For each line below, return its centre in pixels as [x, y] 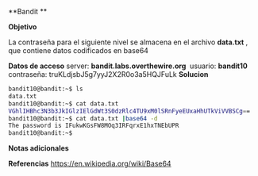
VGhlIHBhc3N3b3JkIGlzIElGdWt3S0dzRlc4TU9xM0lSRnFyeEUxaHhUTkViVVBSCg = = [129, 111]
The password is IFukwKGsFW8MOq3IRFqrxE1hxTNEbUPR [94, 126]
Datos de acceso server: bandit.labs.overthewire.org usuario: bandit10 [128, 66]
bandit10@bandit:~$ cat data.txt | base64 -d [83, 118]
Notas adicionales [39, 148]
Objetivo [23, 27]
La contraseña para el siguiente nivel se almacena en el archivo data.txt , [128, 42]
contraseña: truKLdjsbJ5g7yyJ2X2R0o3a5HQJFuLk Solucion [108, 74]
